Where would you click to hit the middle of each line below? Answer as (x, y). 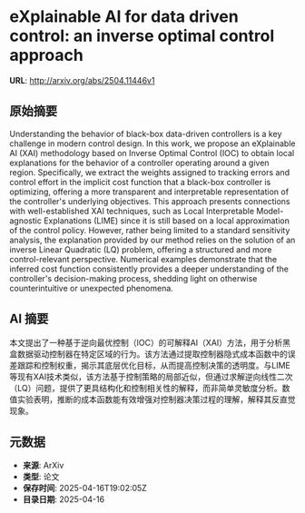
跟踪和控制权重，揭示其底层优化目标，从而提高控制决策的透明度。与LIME (153, 365)
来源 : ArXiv (43, 466)
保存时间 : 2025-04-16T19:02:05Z (84, 488)
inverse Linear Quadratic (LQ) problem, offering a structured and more (141, 249)
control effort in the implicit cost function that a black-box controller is (140, 182)
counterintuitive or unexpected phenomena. (92, 288)
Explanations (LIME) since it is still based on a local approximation (167, 221)
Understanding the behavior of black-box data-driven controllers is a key (146, 133)
